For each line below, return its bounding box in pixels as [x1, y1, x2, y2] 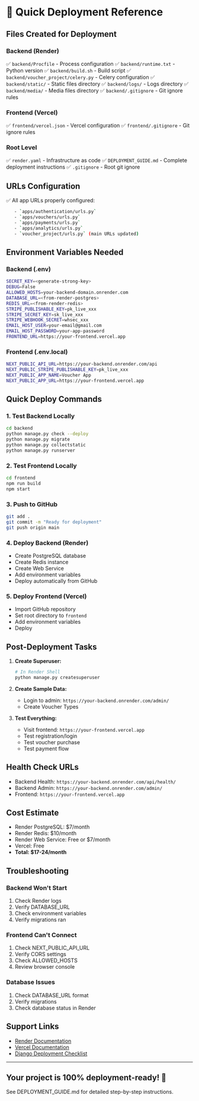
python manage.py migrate [6, 436, 70, 443]
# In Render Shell [14, 669, 60, 675]
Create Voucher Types [23, 703, 79, 710]
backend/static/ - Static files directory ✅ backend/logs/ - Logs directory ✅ [6, 80, 189, 87]
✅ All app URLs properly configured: [6, 197, 95, 204]
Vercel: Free [14, 842, 44, 849]
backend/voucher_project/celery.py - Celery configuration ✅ [6, 74, 155, 81]
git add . [6, 513, 31, 520]
